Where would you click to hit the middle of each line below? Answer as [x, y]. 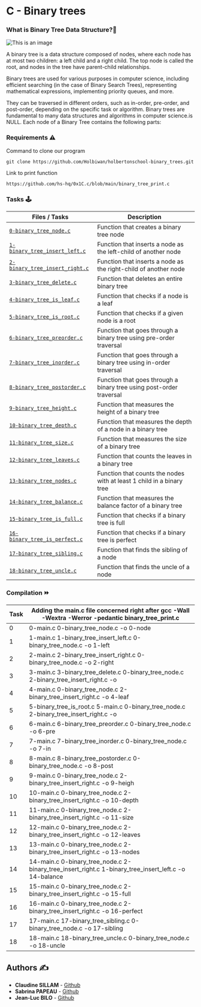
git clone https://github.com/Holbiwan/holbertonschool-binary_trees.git [100, 162]
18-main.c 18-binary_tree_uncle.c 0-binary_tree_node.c [109, 938]
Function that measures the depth [144, 422]
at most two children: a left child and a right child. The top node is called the [100, 61]
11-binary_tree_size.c [41, 443]
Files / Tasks [50, 217]
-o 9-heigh [118, 783]
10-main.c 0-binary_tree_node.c [76, 793]
